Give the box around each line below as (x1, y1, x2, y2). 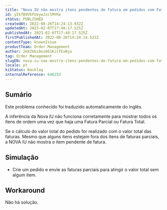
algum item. (12, 172, 37, 178)
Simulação (5, 153, 39, 162)
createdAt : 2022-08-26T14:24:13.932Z (5, 21, 83, 26)
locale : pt (5, 63, 28, 68)
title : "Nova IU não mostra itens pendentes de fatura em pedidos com (5, 7, 155, 12)
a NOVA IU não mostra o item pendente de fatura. (5, 139, 107, 145)
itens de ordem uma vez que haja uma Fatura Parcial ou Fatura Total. (5, 118, 146, 124)
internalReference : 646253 (5, 72, 61, 77)
